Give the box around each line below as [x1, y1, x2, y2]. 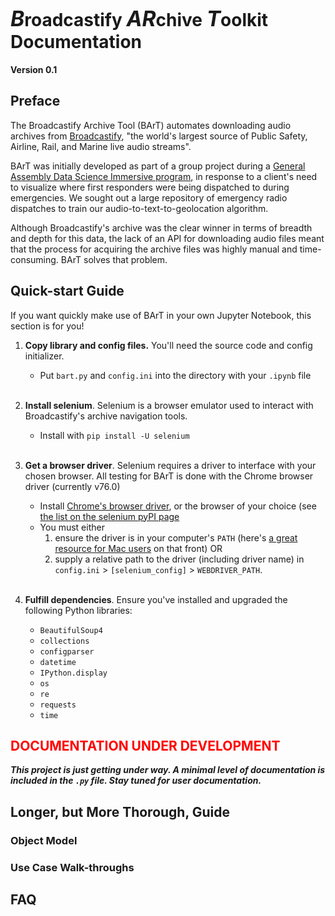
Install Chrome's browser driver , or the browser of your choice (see [39, 500, 317, 512]
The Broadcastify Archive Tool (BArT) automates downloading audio [10, 119, 292, 131]
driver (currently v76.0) [24, 480, 121, 492]
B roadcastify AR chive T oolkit [10, 5, 269, 32]
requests [39, 700, 77, 710]
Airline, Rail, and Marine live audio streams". [10, 140, 192, 152]
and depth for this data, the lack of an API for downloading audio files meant [10, 232, 325, 244]
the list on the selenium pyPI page [39, 510, 180, 522]
